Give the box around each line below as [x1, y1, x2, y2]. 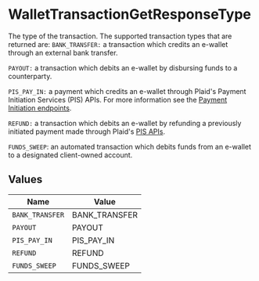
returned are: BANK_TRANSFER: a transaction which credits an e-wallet [8, 39, 228, 49]
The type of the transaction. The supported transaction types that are [8, 31, 232, 41]
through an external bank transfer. [8, 48, 118, 57]
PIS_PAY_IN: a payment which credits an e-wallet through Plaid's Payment [8, 86, 246, 95]
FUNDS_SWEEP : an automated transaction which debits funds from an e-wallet [8, 142, 252, 151]
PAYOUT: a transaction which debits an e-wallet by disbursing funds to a [8, 63, 238, 72]
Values [8, 173, 43, 186]
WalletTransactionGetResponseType [8, 5, 252, 23]
